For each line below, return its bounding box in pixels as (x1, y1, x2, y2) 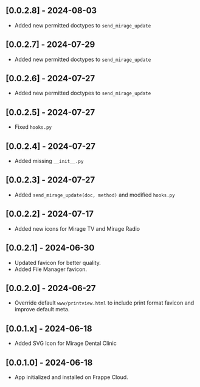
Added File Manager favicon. (14, 266, 88, 273)
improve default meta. (14, 306, 70, 313)
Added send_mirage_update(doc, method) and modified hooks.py (14, 191, 175, 198)
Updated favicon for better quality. (14, 259, 101, 266)
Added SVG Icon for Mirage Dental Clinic (14, 339, 117, 347)
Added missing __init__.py (14, 157, 84, 165)
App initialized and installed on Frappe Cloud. (14, 373, 128, 381)
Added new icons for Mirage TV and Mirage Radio (14, 225, 140, 232)
